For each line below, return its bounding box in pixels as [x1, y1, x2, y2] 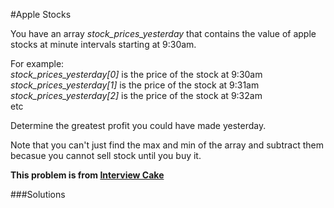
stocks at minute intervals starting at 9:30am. [10, 39, 197, 50]
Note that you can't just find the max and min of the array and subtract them [10, 139, 324, 151]
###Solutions [10, 189, 66, 200]
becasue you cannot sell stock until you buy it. [10, 150, 202, 161]
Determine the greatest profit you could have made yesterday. [10, 120, 267, 131]
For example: [10, 58, 65, 69]
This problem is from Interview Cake [10, 169, 165, 181]
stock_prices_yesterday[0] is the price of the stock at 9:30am [10, 69, 263, 80]
